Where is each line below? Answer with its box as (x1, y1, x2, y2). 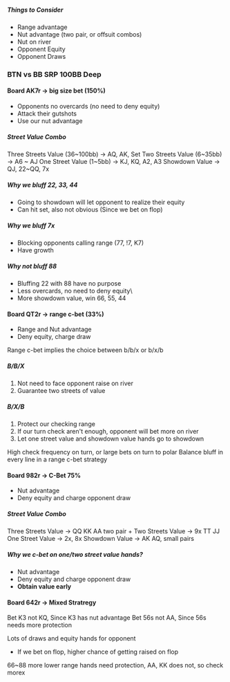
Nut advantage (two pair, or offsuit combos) (17, 30, 142, 38)
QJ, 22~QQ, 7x (7, 165, 50, 173)
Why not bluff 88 (7, 261, 57, 270)
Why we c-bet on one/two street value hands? (7, 550, 144, 558)
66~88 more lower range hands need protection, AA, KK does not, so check (7, 661, 224, 670)
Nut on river (17, 37, 52, 46)
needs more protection (7, 621, 73, 629)
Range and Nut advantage (17, 325, 92, 333)
